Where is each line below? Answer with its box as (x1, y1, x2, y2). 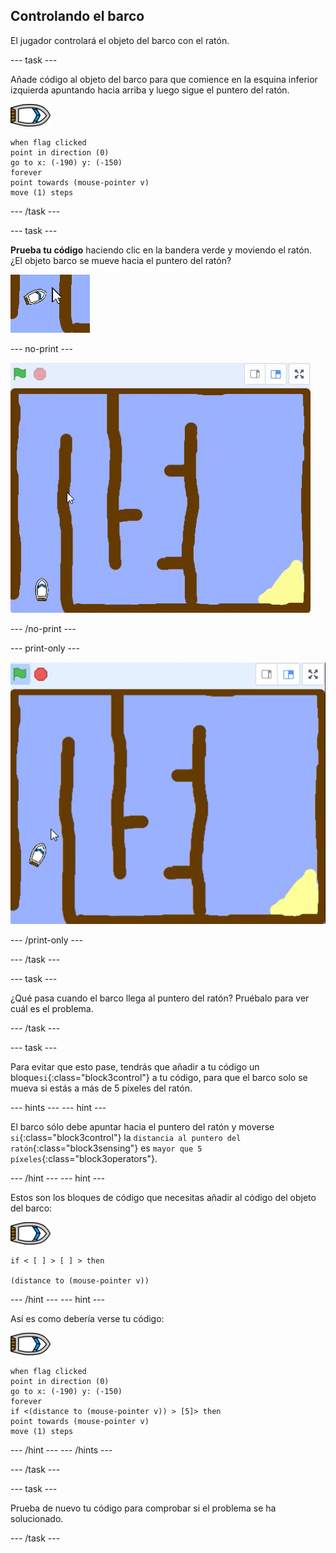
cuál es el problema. (10, 1002, 94, 1014)
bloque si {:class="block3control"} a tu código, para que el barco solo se (10, 1071, 308, 1083)
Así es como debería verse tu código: (10, 1312, 165, 1324)
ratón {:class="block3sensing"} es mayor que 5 (10, 1142, 203, 1154)
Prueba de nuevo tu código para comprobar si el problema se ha (10, 1502, 277, 1514)
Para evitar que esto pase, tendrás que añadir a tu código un (10, 1060, 260, 1073)
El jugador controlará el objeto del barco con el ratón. (10, 34, 230, 46)
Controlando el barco (10, 8, 145, 25)
